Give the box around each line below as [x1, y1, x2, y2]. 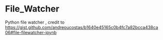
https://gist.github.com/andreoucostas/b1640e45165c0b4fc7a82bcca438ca [5, 24, 159, 30]
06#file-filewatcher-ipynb [5, 29, 57, 35]
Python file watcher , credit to [5, 19, 65, 25]
